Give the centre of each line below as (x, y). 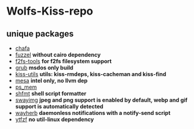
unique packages (40, 34)
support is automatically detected (59, 106)
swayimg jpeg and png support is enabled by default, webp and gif (101, 100)
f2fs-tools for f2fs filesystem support (63, 61)
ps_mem (26, 87)
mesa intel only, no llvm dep (51, 81)
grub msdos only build (44, 68)
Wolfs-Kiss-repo (50, 11)
